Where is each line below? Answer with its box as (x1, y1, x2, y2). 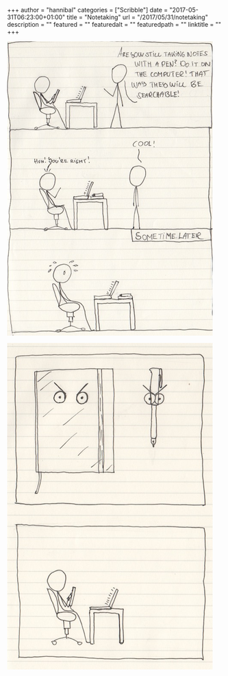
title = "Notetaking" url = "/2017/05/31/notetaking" (66, 13, 209, 21)
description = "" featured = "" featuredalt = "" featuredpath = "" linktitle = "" (7, 21, 221, 28)
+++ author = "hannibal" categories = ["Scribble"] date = (7, 6, 168, 14)
